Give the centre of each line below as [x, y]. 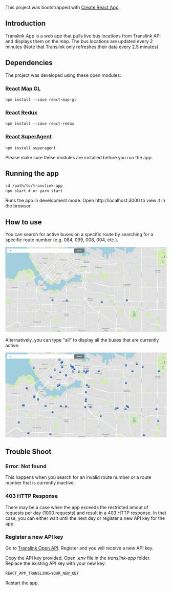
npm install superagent [31, 148]
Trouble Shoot [28, 452]
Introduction [26, 23]
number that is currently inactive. [40, 483]
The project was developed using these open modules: [63, 75]
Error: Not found [26, 467]
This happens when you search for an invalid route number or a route [78, 477]
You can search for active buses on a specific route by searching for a [79, 235]
